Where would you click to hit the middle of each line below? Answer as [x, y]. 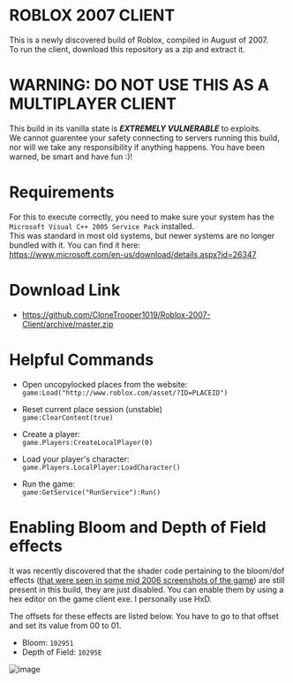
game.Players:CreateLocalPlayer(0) [87, 442]
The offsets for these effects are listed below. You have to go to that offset [144, 616]
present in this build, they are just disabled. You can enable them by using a [146, 589]
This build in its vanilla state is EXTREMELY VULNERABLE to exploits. [135, 128]
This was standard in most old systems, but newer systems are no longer [142, 235]
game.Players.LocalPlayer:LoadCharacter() [101, 467]
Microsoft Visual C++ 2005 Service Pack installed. [102, 226]
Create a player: [51, 434]
